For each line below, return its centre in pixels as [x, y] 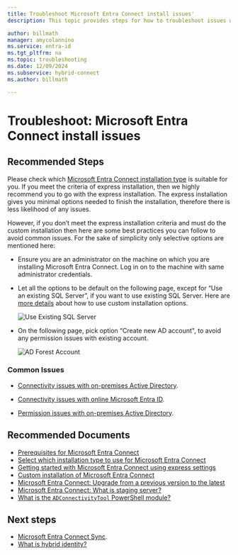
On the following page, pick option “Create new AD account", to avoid [119, 330]
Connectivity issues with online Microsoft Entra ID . [91, 399]
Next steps [32, 520]
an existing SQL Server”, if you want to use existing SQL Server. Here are [124, 296]
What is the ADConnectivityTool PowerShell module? [94, 498]
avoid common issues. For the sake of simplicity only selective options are [116, 237]
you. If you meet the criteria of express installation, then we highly [104, 186]
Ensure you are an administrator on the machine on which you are [114, 259]
